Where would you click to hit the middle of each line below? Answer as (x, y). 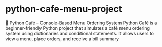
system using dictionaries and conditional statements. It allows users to (80, 33)
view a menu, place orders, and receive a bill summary (62, 39)
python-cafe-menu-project (64, 9)
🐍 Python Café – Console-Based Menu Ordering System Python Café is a (81, 23)
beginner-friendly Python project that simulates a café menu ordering (78, 28)
